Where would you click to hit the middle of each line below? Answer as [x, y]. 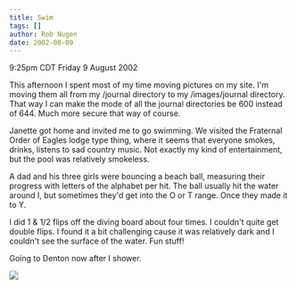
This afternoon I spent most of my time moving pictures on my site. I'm [139, 85]
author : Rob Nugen [43, 34]
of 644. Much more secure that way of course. [95, 113]
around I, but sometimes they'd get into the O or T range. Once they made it [148, 195]
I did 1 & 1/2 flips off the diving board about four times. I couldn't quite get [144, 222]
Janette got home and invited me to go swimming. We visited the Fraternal [146, 131]
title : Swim [31, 17]
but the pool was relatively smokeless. [79, 159]
